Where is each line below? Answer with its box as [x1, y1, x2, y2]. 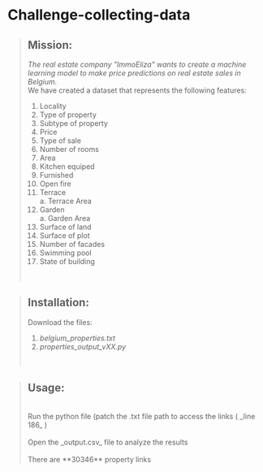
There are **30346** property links [27, 454, 152, 464]
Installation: [27, 296, 90, 310]
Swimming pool [39, 248, 92, 258]
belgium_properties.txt [39, 333, 115, 343]
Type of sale [39, 136, 82, 145]
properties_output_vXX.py [39, 341, 127, 351]
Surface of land [39, 222, 92, 232]
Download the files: [27, 317, 93, 327]
